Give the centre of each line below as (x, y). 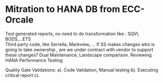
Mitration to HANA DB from (63, 9)
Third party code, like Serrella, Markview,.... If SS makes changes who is (80, 44)
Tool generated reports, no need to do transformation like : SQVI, (72, 33)
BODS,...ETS (18, 39)
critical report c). (23, 75)
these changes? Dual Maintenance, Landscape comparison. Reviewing (78, 55)
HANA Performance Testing (34, 60)
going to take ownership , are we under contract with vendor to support (79, 49)
